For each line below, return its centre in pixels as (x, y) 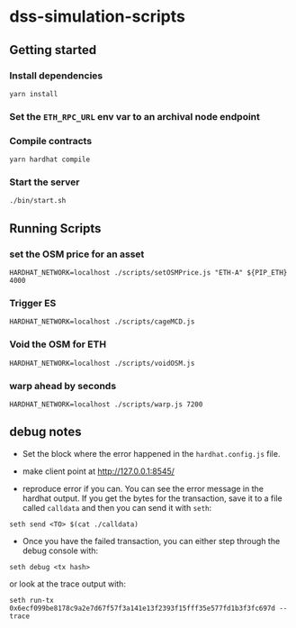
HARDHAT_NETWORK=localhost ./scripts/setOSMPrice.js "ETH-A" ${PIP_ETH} (148, 273)
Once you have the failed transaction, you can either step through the (151, 541)
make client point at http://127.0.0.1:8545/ (99, 471)
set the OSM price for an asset (77, 254)
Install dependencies (56, 76)
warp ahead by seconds (63, 386)
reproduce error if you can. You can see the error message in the (143, 488)
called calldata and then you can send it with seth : (117, 507)
